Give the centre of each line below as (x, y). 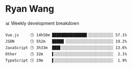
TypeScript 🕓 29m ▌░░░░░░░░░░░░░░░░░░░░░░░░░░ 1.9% (66, 60)
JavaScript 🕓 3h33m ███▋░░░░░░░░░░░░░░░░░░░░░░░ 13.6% (66, 48)
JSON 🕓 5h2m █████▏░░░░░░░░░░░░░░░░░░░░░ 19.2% (66, 41)
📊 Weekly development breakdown (42, 23)
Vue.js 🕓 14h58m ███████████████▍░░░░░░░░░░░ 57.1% (66, 35)
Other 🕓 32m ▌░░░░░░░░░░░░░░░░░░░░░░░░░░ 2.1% (66, 54)
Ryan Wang (30, 9)
